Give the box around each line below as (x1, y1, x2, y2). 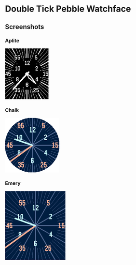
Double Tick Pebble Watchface (5, 3, 131, 15)
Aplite (5, 37, 19, 44)
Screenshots (5, 23, 44, 31)
